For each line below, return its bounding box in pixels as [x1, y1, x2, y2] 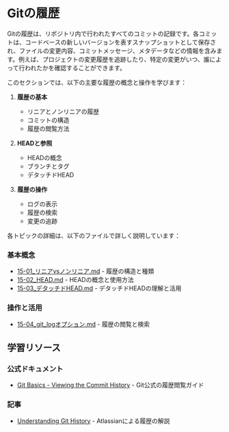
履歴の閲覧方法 [27, 124, 70, 133]
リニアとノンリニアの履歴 [27, 107, 100, 116]
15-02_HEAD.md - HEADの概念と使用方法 [16, 276, 135, 284]
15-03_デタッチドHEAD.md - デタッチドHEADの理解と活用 [16, 284, 182, 292]
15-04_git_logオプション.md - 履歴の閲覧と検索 [16, 320, 150, 328]
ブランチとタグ [27, 162, 70, 170]
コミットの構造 [27, 116, 70, 124]
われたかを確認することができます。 [25, 64, 126, 72]
